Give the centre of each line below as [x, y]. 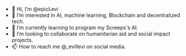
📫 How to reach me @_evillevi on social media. [68, 46]
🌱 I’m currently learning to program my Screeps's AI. [75, 27]
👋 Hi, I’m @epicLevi [35, 9]
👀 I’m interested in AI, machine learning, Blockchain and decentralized [96, 15]
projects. [22, 40]
